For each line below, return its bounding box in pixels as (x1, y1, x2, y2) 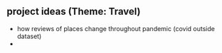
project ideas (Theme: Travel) (6, 6, 141, 18)
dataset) (16, 32, 42, 40)
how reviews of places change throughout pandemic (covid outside (16, 24, 215, 33)
